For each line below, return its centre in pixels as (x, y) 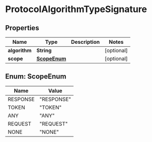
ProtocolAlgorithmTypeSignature (76, 9)
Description (85, 42)
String (44, 50)
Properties (22, 28)
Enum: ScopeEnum (36, 77)
